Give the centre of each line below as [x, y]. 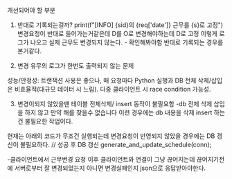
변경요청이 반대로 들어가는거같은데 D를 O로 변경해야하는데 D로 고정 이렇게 [117, 34]
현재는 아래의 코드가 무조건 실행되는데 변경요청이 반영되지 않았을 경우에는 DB [111, 136]
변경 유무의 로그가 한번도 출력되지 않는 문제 [75, 66]
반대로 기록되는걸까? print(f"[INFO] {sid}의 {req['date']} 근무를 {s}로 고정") [120, 25]
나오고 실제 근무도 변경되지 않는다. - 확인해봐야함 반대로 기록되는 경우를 [127, 42]
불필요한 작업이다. [49, 121]
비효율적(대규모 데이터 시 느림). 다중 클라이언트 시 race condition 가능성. [113, 89]
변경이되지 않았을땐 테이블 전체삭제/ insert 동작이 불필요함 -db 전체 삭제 [115, 104]
